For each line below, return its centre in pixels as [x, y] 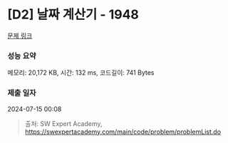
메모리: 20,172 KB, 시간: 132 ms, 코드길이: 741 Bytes [81, 73]
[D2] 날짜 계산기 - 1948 [73, 15]
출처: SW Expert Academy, [63, 123]
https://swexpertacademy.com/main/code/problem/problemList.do [123, 132]
